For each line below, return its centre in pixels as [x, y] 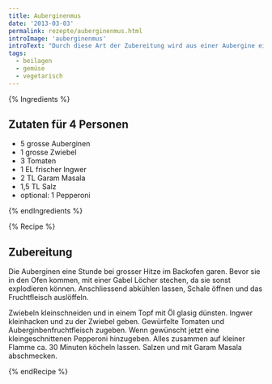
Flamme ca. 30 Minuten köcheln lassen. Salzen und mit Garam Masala [125, 348]
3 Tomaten [38, 161]
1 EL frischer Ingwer [53, 170]
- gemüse [30, 69]
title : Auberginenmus [45, 16]
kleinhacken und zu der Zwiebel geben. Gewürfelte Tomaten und [117, 322]
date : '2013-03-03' [41, 23]
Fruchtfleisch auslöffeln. [49, 297]
